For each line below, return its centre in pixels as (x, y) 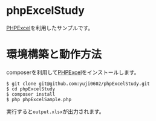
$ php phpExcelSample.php (39, 99)
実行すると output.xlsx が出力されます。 (55, 111)
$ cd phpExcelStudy (31, 89)
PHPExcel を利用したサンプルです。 (50, 28)
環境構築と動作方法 (54, 54)
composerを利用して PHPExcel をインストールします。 (73, 72)
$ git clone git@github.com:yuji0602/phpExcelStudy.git (78, 84)
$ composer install (31, 94)
